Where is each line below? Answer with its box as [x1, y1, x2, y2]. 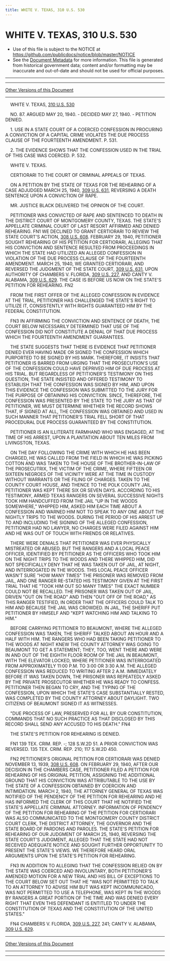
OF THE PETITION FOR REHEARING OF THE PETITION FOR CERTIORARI [5, 810, 156, 816]
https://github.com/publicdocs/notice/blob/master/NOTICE [12, 51, 136, 57]
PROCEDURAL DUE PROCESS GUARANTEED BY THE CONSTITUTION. [5, 419, 153, 425]
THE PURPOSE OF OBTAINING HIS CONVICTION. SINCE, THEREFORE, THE [5, 392, 162, 398]
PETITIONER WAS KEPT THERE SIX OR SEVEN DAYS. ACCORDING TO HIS [5, 487, 160, 493]
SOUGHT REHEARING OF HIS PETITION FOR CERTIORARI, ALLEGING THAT [5, 239, 163, 245]
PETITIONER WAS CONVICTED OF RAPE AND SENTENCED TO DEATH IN [10, 212, 163, 218]
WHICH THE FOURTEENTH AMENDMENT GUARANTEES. [5, 334, 125, 340]
